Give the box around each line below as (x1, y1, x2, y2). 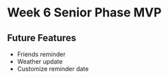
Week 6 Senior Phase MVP (7, 5, 162, 21)
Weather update (16, 57, 63, 66)
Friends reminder (16, 50, 66, 58)
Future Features (7, 32, 77, 44)
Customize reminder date (16, 65, 89, 73)
